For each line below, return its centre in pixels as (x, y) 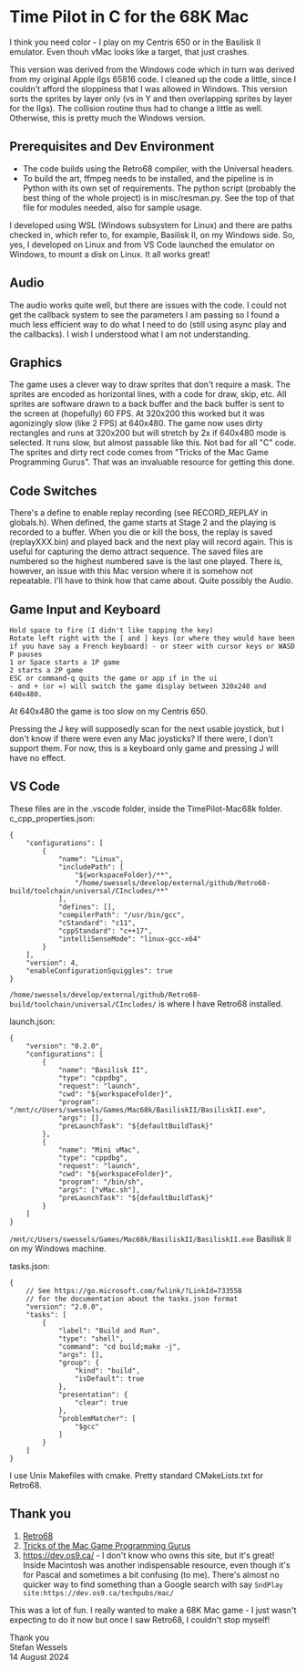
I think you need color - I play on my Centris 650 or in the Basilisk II (135, 42)
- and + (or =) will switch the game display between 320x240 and (138, 686)
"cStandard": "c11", (97, 923)
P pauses (26, 654)
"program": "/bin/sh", (101, 1182)
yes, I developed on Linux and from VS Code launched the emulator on (142, 245)
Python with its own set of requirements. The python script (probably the (159, 188)
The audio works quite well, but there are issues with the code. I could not (148, 305)
